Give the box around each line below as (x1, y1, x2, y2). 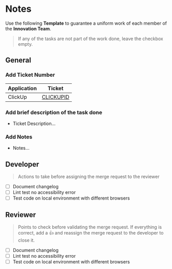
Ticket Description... (12, 120, 56, 127)
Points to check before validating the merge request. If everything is (17, 224, 162, 230)
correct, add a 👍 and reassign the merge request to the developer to (17, 230, 164, 236)
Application (8, 84, 37, 92)
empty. (17, 41, 33, 47)
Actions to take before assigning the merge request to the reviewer (17, 173, 160, 180)
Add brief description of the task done (5, 109, 103, 116)
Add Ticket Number (5, 71, 55, 79)
